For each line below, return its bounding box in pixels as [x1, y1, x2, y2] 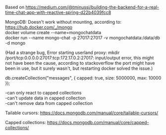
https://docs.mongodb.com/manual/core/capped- [47, 120, 149, 125]
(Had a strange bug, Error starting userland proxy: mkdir [5, 49, 120, 55]
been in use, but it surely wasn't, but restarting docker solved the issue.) [5, 65, 153, 71]
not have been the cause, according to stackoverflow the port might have [5, 60, 155, 66]
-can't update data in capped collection [5, 95, 86, 101]
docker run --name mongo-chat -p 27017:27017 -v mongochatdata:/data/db [5, 35, 160, 41]
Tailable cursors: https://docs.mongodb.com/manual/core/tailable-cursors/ [5, 110, 159, 116]
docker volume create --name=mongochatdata [5, 30, 102, 35]
